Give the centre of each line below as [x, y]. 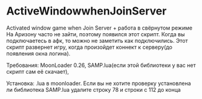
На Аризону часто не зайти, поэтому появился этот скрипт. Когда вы [96, 34]
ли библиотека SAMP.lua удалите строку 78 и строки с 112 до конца [94, 89]
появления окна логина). [38, 53]
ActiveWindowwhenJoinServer [86, 11]
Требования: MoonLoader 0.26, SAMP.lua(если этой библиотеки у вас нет [101, 65]
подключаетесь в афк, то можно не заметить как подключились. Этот [97, 40]
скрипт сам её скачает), [38, 71]
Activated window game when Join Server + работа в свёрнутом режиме [99, 28]
